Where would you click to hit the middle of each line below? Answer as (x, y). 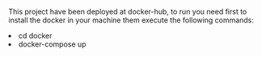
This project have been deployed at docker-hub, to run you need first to (128, 12)
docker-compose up (53, 44)
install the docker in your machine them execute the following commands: (131, 20)
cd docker (36, 36)
